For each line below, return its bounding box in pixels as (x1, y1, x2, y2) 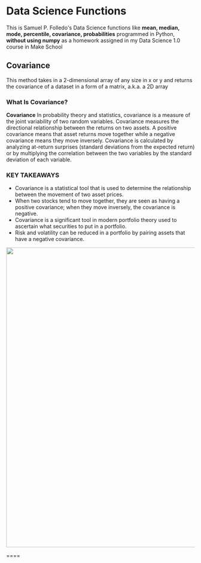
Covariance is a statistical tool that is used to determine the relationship (14, 185, 191, 192)
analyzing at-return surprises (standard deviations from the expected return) (6, 143, 195, 150)
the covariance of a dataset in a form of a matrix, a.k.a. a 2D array (6, 83, 169, 90)
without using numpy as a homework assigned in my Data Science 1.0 (6, 37, 181, 44)
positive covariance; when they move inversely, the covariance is (14, 204, 176, 211)
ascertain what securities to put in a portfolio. (14, 223, 127, 230)
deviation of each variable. (6, 156, 72, 163)
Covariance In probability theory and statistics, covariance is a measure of (6, 112, 191, 119)
